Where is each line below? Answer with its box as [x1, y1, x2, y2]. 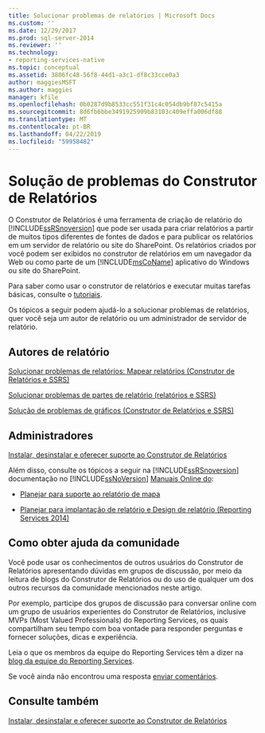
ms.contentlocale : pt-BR [8, 123, 91, 131]
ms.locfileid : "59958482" [8, 137, 94, 146]
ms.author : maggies [8, 85, 73, 94]
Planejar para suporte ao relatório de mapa [19, 489, 161, 499]
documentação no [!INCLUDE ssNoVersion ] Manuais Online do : [8, 474, 214, 484]
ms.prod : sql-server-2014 [8, 33, 94, 42]
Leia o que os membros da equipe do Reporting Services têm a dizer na [8, 647, 244, 657]
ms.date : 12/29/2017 [8, 26, 77, 34]
